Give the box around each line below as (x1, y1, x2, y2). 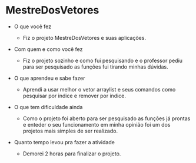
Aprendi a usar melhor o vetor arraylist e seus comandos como (22, 86, 176, 93)
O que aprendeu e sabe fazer (14, 74, 86, 81)
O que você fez (14, 23, 51, 30)
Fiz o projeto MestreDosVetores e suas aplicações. (22, 34, 147, 41)
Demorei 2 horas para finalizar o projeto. (22, 150, 121, 157)
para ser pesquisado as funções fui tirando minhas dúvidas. (22, 63, 168, 70)
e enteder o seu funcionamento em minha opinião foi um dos (22, 121, 171, 128)
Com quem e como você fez (14, 45, 83, 53)
